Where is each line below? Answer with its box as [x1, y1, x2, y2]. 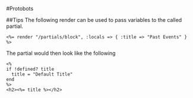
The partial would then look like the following [6, 50, 116, 57]
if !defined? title [6, 66, 55, 72]
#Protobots [6, 5, 34, 12]
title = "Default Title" [11, 71, 73, 77]
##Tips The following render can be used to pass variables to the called [6, 17, 182, 23]
